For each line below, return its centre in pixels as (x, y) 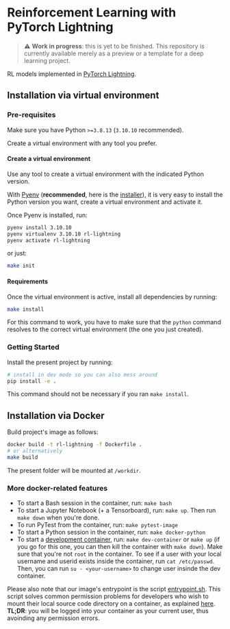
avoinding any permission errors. (54, 618)
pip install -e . (32, 381)
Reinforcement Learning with (92, 13)
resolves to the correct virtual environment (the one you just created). (105, 329)
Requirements (28, 281)
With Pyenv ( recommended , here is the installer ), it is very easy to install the (115, 194)
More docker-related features (57, 488)
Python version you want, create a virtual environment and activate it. (105, 202)
